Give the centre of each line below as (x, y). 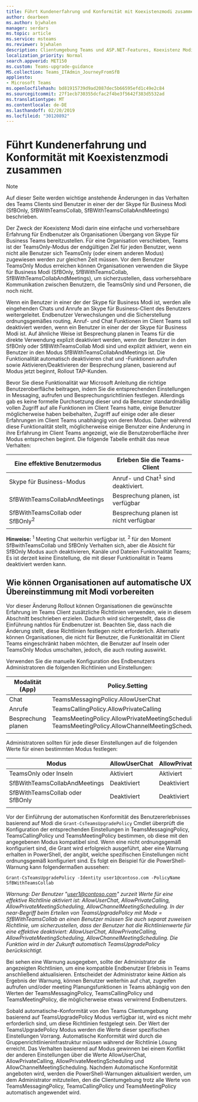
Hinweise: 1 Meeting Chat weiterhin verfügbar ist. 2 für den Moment (89, 538)
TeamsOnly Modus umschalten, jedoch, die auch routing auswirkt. (86, 650)
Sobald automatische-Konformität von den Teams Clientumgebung (87, 1011)
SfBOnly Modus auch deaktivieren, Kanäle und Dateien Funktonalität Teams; (99, 551)
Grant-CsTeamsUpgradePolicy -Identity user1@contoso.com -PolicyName (93, 878)
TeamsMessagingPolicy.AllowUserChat (106, 699)
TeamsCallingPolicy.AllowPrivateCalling (107, 709)
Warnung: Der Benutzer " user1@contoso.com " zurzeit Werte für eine (90, 894)
